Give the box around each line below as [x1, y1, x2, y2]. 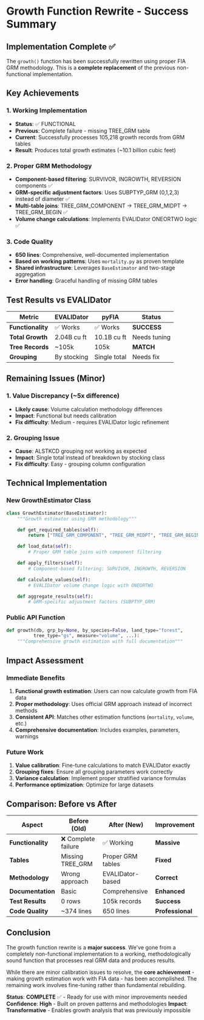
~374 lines [61, 907, 92, 915]
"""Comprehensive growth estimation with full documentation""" [17, 638, 183, 644]
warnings [15, 732, 39, 740]
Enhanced [155, 887, 185, 895]
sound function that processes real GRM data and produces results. [6, 957, 176, 964]
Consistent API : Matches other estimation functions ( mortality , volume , [15, 713, 194, 721]
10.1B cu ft [94, 333, 126, 341]
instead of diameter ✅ [15, 195, 70, 202]
